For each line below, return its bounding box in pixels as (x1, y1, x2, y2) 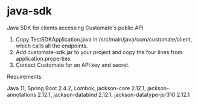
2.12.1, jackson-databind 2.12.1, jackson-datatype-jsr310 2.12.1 (37, 91, 190, 98)
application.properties (15, 55, 71, 62)
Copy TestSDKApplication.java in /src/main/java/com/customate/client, (15, 35, 193, 43)
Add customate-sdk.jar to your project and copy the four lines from (15, 48, 183, 55)
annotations (7, 91, 37, 98)
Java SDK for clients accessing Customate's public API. (7, 24, 145, 31)
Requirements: (7, 73, 43, 80)
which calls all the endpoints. (15, 42, 88, 49)
